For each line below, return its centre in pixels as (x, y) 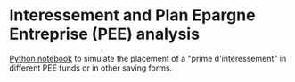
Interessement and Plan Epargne (132, 15)
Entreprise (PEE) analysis (105, 34)
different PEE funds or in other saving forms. (91, 68)
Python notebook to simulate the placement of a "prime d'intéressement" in (148, 58)
